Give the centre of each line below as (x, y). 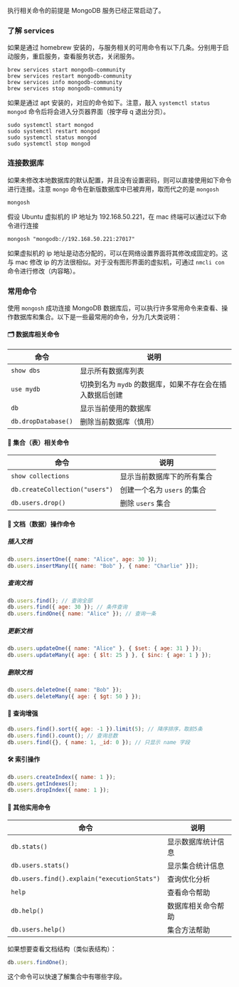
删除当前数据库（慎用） (119, 422)
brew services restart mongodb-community (70, 76)
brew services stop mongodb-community (65, 89)
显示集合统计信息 (196, 866)
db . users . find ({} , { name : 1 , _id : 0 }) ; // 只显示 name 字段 (99, 742)
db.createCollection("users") (62, 490)
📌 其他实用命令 (29, 807)
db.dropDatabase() (42, 422)
